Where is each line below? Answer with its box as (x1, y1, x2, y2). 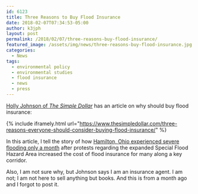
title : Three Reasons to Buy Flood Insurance (6, 14, 120, 20)
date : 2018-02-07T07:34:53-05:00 (6, 20, 89, 26)
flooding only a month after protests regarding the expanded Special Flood (6, 144, 189, 151)
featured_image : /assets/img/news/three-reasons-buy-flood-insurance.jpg (6, 42, 193, 48)
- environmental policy (11, 63, 70, 70)
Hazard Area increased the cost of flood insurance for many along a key (6, 150, 183, 157)
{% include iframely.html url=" (6, 120, 80, 127)
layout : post (6, 31, 39, 37)
